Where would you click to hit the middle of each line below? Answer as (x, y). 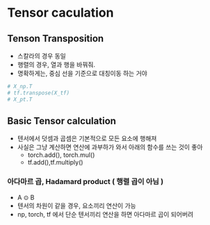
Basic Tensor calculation (62, 121)
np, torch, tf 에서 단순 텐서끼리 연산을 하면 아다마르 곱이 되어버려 (105, 214)
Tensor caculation (60, 13)
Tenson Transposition (56, 39)
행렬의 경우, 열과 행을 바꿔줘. (56, 65)
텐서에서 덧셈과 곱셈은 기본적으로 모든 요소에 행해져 (87, 139)
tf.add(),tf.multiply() (55, 162)
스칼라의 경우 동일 (41, 56)
